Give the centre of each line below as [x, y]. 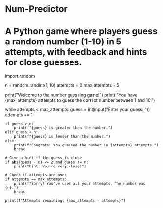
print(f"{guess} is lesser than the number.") [62, 137]
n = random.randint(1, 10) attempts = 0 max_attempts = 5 [62, 85]
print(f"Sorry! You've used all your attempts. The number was [80, 184]
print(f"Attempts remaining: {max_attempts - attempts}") [65, 201]
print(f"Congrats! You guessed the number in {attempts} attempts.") [86, 145]
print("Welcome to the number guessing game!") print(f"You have [71, 95]
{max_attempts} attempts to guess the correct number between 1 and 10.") [80, 100]
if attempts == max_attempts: [36, 179]
